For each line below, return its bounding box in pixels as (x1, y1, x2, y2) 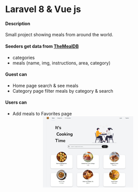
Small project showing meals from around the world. (5, 32, 113, 38)
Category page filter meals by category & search (12, 88, 113, 94)
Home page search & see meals (12, 82, 79, 89)
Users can (5, 99, 27, 105)
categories (12, 54, 35, 60)
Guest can (5, 72, 28, 78)
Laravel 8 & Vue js (5, 4, 81, 15)
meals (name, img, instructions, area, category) (12, 59, 111, 66)
